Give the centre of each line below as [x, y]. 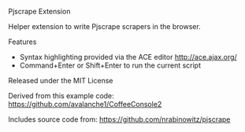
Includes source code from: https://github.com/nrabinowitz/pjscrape [119, 119]
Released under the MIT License [61, 81]
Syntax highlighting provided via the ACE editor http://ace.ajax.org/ [128, 57]
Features [22, 42]
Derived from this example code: [61, 96]
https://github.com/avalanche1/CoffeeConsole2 [85, 104]
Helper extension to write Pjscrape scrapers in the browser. [104, 26]
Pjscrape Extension [39, 11]
